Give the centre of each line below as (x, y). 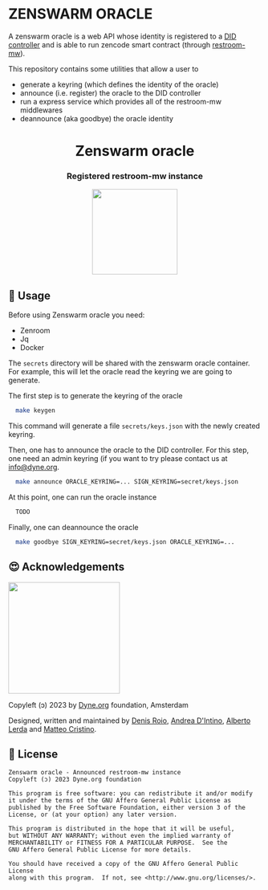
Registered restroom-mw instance (135, 176)
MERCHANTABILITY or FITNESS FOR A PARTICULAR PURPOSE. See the (118, 843)
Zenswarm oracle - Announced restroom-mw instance (95, 773)
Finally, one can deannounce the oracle (73, 527)
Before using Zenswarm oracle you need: (77, 315)
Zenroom (35, 331)
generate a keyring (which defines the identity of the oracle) (119, 84)
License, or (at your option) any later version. (93, 815)
